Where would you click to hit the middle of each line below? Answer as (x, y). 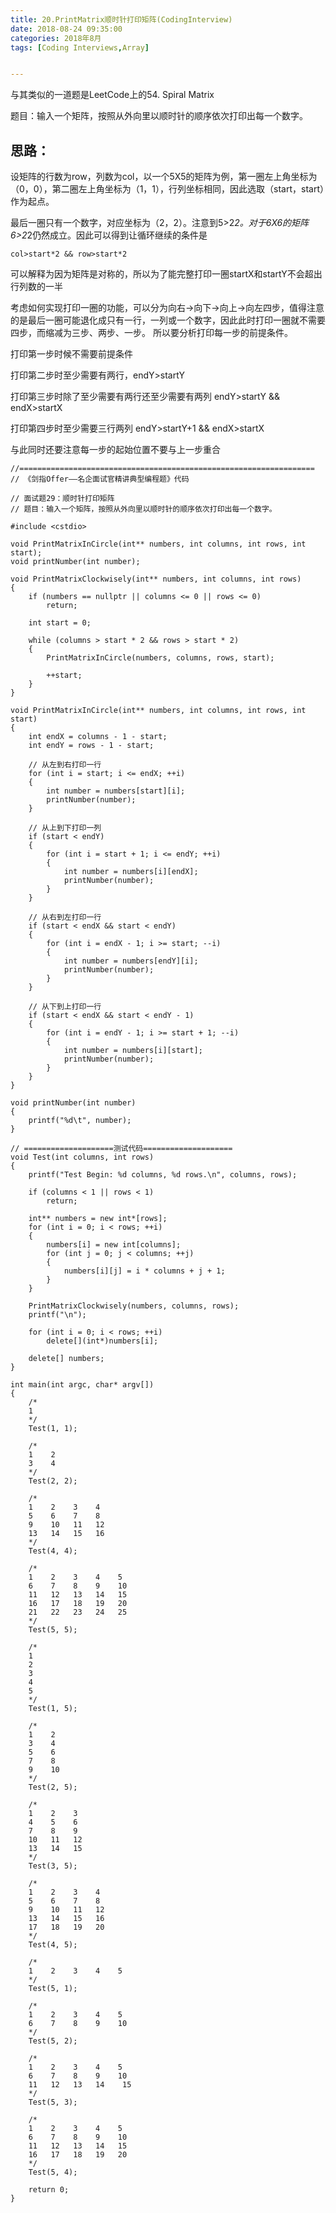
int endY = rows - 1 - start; (91, 746)
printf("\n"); (57, 1315)
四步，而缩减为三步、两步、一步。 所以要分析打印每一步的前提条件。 (151, 333)
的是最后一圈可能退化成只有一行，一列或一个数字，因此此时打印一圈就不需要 (168, 320)
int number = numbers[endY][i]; (131, 961)
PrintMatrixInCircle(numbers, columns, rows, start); (160, 658)
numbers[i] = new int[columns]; (114, 1245)
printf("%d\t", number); (80, 1121)
